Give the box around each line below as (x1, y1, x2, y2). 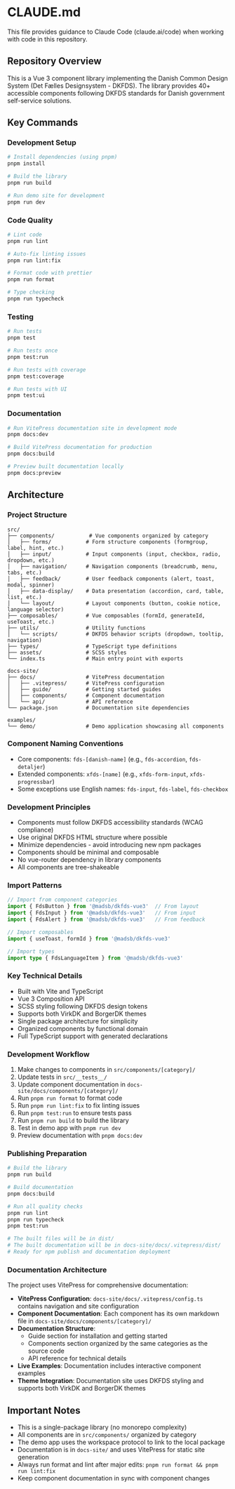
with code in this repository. (7, 34, 88, 43)
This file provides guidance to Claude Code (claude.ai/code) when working (7, 27, 224, 36)
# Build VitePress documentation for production (7, 444, 152, 451)
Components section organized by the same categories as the (27, 1339, 208, 1348)
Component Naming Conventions (7, 739, 124, 749)
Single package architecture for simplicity (17, 1016, 138, 1025)
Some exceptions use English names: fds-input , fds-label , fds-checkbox (17, 785, 229, 793)
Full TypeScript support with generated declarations (17, 1032, 168, 1040)
